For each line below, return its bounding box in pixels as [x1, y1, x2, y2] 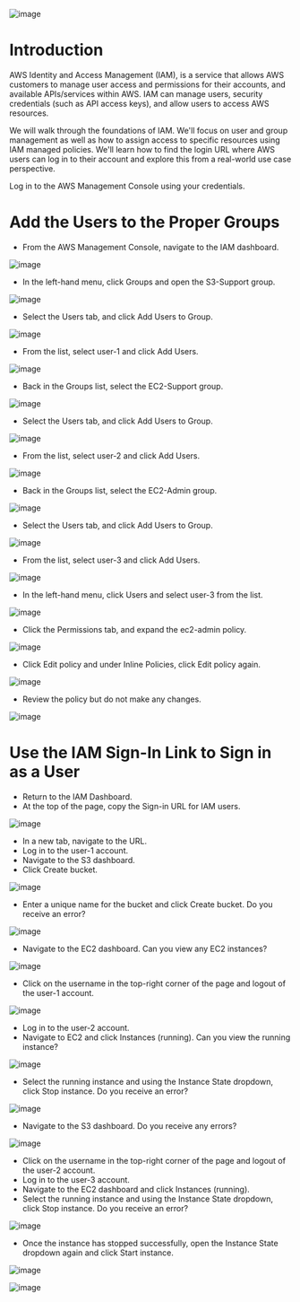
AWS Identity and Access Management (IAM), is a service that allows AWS [9, 69, 285, 80]
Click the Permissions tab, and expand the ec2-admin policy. [21, 624, 247, 634]
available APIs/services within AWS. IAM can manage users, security [9, 88, 263, 99]
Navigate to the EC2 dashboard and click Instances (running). [21, 1184, 251, 1194]
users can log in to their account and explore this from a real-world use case [9, 153, 292, 164]
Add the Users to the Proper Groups [9, 212, 280, 232]
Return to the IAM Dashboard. [21, 791, 133, 802]
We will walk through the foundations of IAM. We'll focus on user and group [9, 125, 288, 135]
